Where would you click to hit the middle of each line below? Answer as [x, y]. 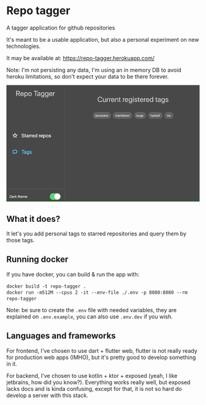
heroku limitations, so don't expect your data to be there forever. [88, 76]
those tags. [21, 240]
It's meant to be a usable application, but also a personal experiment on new [103, 39]
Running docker [37, 260]
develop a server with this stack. [48, 395]
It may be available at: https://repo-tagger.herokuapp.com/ [81, 58]
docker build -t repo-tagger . [46, 286]
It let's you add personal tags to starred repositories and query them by [97, 234]
